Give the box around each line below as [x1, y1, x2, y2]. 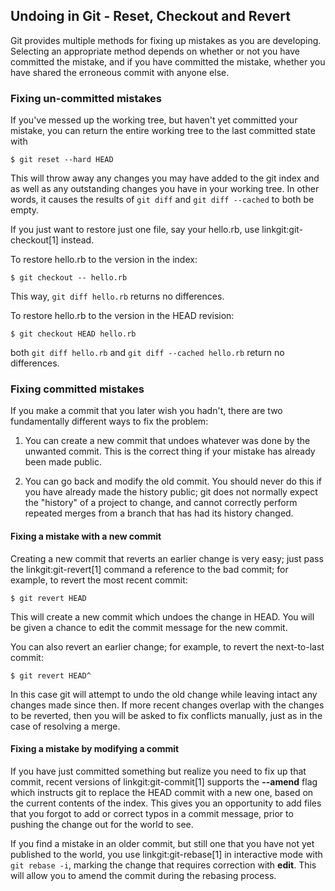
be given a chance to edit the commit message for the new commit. [10, 621, 288, 633]
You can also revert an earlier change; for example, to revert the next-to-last [10, 640, 325, 653]
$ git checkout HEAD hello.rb [10, 329, 137, 339]
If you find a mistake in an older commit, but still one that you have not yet [10, 837, 315, 849]
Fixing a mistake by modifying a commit [10, 743, 180, 755]
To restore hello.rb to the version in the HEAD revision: [10, 310, 235, 322]
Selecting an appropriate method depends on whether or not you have [10, 45, 300, 57]
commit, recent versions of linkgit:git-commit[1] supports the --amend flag [10, 775, 318, 788]
